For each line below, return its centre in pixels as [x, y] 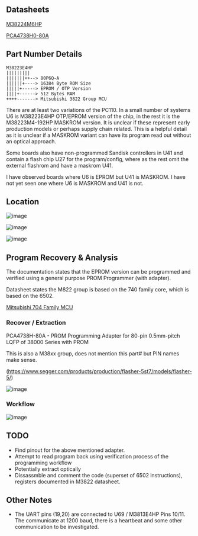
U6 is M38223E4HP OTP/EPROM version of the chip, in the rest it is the [93, 116]
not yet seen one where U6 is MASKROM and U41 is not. [75, 183]
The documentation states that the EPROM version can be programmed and [98, 272]
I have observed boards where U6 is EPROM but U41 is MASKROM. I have [96, 176]
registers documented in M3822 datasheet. [67, 482]
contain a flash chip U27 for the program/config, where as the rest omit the [98, 159]
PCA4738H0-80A [27, 36]
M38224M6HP [24, 24]
